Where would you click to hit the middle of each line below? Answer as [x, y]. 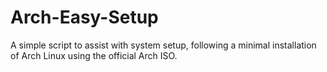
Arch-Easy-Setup [84, 17]
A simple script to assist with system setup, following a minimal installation [163, 45]
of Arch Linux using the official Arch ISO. [94, 55]
